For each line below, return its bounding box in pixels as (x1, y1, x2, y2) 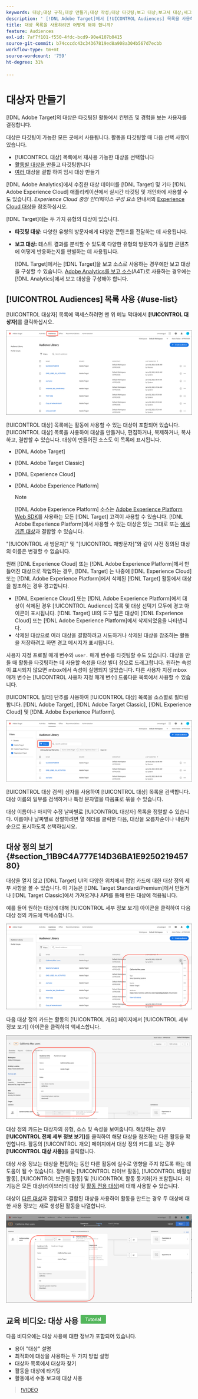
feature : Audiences (6, 28, 54, 34)
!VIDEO (20, 1386, 38, 1393)
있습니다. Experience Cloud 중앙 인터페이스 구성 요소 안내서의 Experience (12, 196, 185, 203)
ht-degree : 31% (6, 59, 44, 65)
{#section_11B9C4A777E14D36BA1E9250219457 (6, 852, 189, 862)
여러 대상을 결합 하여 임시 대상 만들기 (14, 169, 100, 176)
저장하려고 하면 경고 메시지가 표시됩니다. (21, 639, 114, 646)
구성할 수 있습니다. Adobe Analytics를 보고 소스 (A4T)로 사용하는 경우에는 (21, 268, 192, 275)
